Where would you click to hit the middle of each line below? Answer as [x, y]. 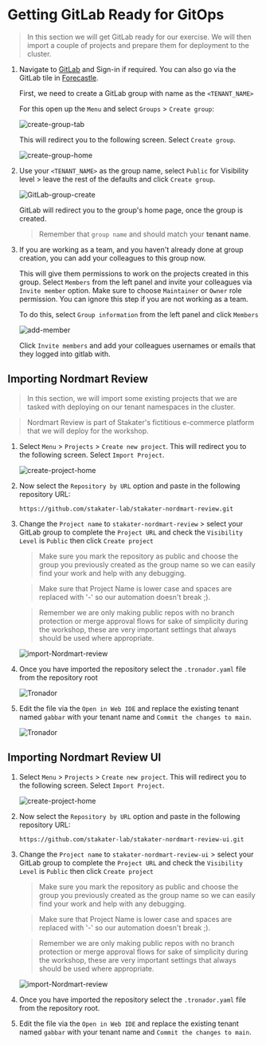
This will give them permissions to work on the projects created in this [134, 273]
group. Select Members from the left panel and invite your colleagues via [135, 282]
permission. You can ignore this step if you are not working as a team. [133, 299]
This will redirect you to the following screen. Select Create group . [127, 139]
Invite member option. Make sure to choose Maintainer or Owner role [130, 290]
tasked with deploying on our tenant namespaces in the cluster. [131, 407]
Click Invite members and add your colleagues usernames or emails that [137, 345]
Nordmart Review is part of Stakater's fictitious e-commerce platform [141, 422]
